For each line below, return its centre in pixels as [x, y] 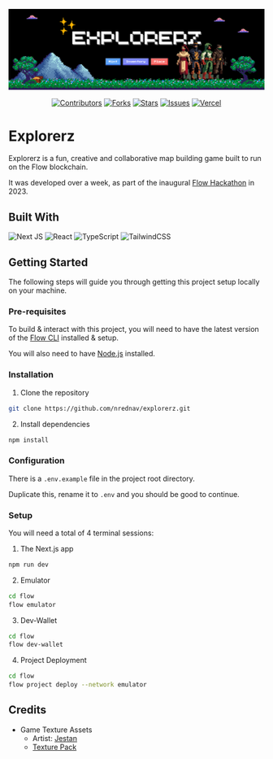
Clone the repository [54, 392]
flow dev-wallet [36, 645]
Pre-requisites [37, 312]
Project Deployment [53, 661]
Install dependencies [55, 424]
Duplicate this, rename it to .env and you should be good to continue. [124, 494]
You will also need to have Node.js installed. [82, 354]
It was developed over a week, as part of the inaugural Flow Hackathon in [131, 183]
